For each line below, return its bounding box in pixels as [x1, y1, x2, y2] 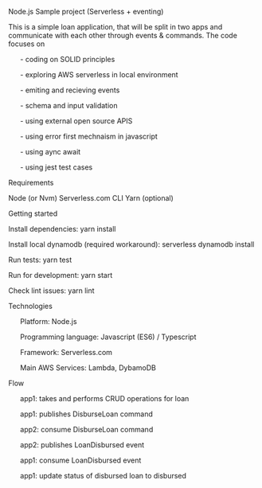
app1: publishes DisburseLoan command [19, 409, 154, 419]
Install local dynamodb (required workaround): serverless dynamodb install [8, 240, 255, 249]
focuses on [8, 39, 45, 49]
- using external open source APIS [19, 116, 133, 126]
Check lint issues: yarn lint [8, 286, 95, 295]
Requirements [8, 178, 54, 187]
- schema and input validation [19, 101, 118, 110]
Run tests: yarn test [8, 255, 72, 264]
